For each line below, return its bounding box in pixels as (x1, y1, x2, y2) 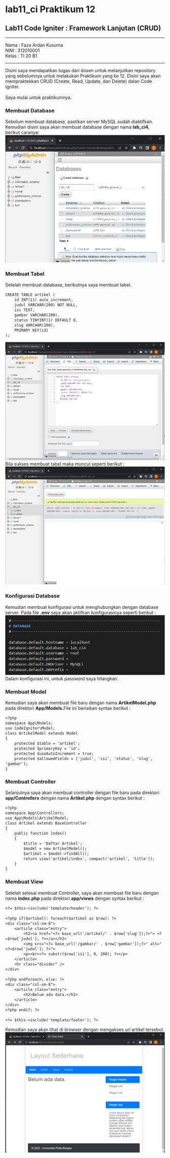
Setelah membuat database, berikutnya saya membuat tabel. (5, 282, 132, 288)
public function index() (14, 831, 67, 836)
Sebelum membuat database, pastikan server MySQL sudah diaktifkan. (5, 118, 153, 125)
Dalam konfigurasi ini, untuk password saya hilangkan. (5, 675, 119, 681)
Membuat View (5, 878, 44, 885)
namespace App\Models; (5, 721, 53, 726)
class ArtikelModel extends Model (5, 731, 78, 736)
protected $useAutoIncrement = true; (14, 751, 94, 757)
